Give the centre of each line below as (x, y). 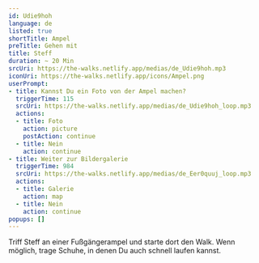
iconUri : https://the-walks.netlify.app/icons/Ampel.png (106, 76)
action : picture (51, 129)
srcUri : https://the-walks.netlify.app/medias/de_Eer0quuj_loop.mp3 (134, 174)
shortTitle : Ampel (39, 38)
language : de (30, 23)
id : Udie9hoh (30, 16)
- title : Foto (39, 121)
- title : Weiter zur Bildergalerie (68, 159)
